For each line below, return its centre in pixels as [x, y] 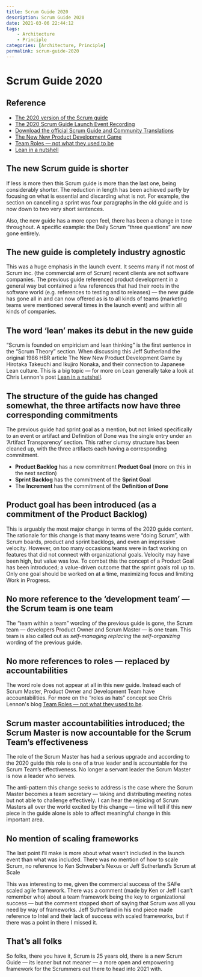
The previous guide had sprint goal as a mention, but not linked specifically [99, 429]
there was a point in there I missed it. [52, 923]
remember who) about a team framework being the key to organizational [96, 897]
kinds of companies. [32, 312]
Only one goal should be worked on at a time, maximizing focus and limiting [100, 574]
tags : [13, 29]
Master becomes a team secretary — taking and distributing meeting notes [99, 794]
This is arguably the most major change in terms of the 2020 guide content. [100, 529]
